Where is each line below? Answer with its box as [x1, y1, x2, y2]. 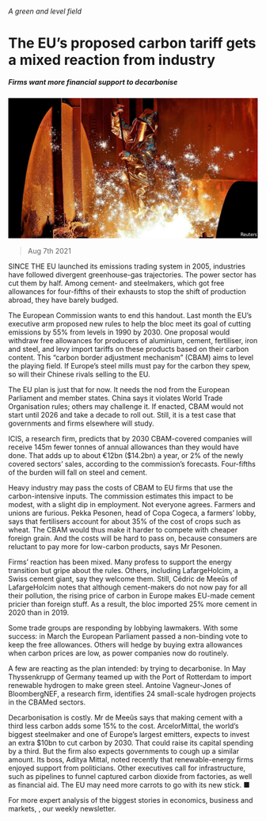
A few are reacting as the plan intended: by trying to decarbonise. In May [8, 664, 247, 674]
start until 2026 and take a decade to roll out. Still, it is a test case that [8, 410, 236, 420]
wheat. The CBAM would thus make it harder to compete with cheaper [8, 525, 238, 535]
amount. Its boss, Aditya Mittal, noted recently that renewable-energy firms [8, 755, 254, 765]
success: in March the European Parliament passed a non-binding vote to [8, 632, 248, 641]
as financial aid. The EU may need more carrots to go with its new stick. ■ [8, 781, 250, 790]
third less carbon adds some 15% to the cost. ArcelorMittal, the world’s [8, 721, 239, 731]
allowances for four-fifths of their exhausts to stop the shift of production [8, 287, 247, 296]
